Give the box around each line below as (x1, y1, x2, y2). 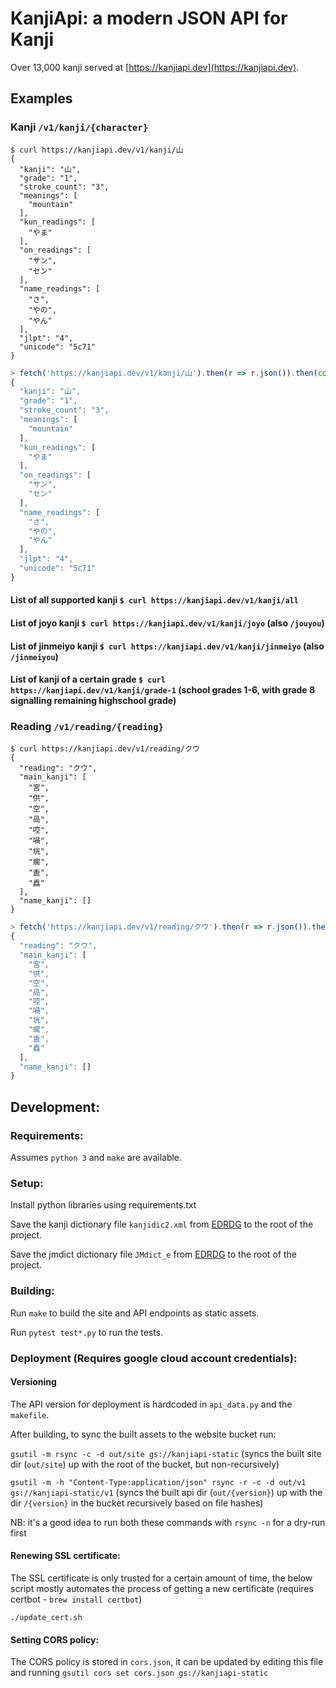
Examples (10, 90, 73, 107)
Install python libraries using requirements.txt (10, 1199, 197, 1211)
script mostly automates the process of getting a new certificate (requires (10, 1582, 314, 1594)
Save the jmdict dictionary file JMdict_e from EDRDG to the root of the (10, 1248, 297, 1261)
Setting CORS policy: (10, 1633, 100, 1646)
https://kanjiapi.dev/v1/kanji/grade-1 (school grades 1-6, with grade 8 (10, 684, 316, 696)
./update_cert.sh (10, 1612, 83, 1622)
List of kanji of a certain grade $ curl (10, 673, 166, 686)
